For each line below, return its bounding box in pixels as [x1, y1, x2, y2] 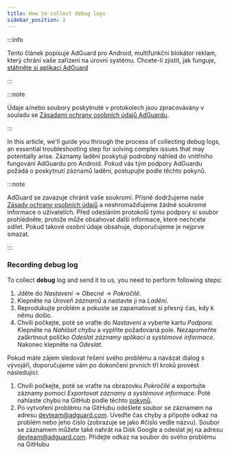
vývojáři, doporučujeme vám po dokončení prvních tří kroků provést [7, 360, 199, 369]
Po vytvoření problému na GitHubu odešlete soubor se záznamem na [16, 403, 213, 411]
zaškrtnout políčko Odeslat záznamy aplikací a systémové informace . [16, 333, 215, 341]
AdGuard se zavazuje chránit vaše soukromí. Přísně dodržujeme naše [7, 193, 204, 202]
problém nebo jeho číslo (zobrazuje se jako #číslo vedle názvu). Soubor [16, 418, 220, 426]
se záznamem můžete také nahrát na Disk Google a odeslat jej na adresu [16, 425, 223, 433]
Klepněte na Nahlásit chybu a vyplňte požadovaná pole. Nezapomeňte [16, 325, 217, 334]
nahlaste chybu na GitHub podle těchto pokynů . [16, 396, 152, 404]
